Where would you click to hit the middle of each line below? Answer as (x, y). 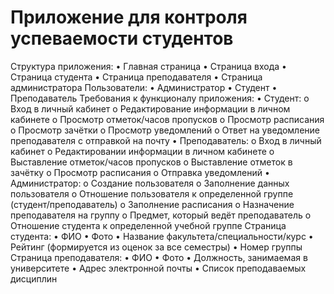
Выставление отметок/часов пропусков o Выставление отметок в (151, 162)
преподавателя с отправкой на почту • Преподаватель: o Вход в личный (166, 140)
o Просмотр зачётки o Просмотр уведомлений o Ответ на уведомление (165, 130)
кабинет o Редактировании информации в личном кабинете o (142, 151)
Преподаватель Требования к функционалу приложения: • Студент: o (160, 98)
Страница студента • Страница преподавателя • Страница (136, 77)
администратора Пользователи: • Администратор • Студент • (144, 87)
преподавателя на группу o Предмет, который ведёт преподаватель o (161, 215)
